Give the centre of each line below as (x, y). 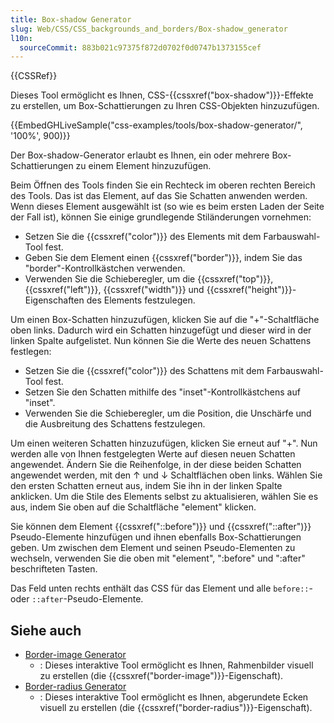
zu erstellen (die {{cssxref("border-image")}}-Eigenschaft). (161, 676)
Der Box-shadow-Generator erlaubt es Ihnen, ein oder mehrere (140, 155)
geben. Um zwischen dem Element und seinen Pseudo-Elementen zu (153, 548)
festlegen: (31, 352)
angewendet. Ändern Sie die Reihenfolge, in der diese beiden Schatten (156, 465)
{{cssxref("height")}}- (251, 290)
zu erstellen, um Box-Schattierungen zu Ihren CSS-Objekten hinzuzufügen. (165, 106)
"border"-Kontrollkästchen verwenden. (105, 268)
